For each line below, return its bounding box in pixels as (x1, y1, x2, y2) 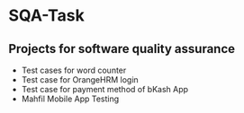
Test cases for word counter (21, 65, 127, 75)
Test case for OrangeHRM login (21, 74, 139, 85)
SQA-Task (8, 5, 85, 26)
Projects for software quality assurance (8, 41, 236, 56)
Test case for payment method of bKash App (21, 84, 189, 94)
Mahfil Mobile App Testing (21, 93, 120, 104)
